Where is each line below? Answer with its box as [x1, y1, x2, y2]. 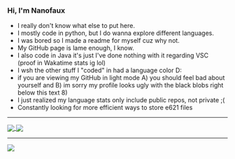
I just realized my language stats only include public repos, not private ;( [17, 96, 225, 104]
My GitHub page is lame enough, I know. [17, 44, 134, 53]
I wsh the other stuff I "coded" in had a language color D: [17, 66, 182, 75]
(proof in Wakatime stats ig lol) [17, 59, 106, 67]
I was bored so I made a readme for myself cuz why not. [17, 36, 180, 45]
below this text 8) [17, 88, 68, 97]
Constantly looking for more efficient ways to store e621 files [17, 104, 193, 112]
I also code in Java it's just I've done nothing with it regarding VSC [17, 51, 209, 60]
